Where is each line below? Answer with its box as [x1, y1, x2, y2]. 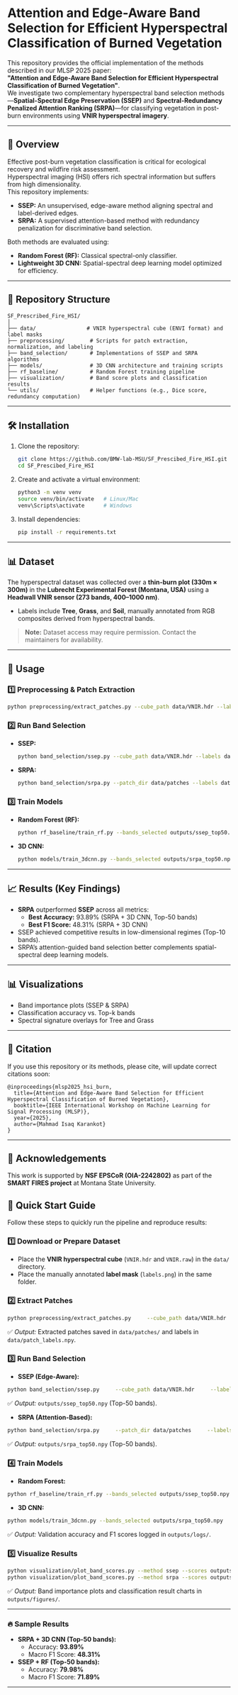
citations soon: [7, 1069, 51, 1078]
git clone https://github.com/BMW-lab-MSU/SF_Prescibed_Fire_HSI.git [17, 456, 228, 463]
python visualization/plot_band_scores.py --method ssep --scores [7, 1567, 208, 1574]
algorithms [7, 356, 40, 363]
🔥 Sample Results [7, 1618, 69, 1628]
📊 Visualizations [7, 978, 84, 990]
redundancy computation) [7, 393, 81, 400]
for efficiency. [17, 266, 59, 274]
